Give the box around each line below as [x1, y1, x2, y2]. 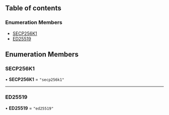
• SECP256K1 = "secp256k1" [5, 76, 64, 82]
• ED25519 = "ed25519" [5, 105, 54, 111]
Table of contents [5, 4, 61, 12]
